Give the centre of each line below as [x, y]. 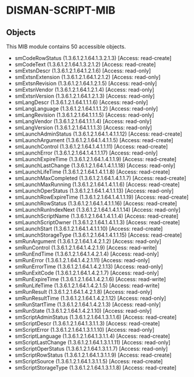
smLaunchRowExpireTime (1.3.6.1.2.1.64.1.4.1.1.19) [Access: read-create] [101, 197]
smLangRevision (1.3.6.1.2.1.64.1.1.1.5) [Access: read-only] [84, 115]
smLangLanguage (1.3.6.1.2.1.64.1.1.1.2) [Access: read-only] [86, 109]
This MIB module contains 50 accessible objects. [66, 46]
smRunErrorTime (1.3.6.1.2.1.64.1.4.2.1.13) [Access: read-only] [89, 266]
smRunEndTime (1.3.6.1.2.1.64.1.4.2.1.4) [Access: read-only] [87, 254]
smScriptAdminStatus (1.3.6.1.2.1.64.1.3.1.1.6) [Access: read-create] [96, 317]
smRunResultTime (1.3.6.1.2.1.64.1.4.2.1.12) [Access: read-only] [90, 298]
